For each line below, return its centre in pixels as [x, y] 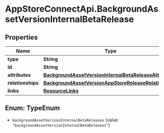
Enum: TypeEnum [32, 108]
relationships [23, 83]
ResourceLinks [61, 91]
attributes [19, 75]
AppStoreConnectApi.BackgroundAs [82, 9]
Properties [21, 37]
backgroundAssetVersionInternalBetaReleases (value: [66, 120]
